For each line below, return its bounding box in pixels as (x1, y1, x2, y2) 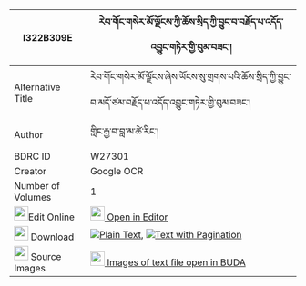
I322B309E (22, 32, 73, 44)
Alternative (14, 81, 61, 94)
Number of (14, 180, 61, 192)
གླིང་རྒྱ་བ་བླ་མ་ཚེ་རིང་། (89, 125, 159, 137)
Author (14, 128, 44, 141)
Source (30, 251, 62, 262)
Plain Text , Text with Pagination (98, 228, 242, 241)
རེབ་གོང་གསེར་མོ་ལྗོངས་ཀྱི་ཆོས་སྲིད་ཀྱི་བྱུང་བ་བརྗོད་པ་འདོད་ (98, 15, 284, 28)
